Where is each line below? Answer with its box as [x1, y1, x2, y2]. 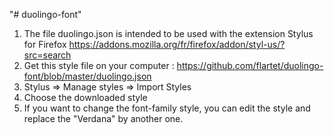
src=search [23, 49, 72, 61]
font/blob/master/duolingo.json [23, 70, 152, 82]
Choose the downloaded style [23, 92, 148, 103]
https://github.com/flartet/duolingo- [176, 60, 324, 71]
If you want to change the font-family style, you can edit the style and [23, 102, 311, 114]
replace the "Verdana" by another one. [23, 113, 184, 124]
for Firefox [23, 39, 67, 50]
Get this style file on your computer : [23, 60, 175, 71]
